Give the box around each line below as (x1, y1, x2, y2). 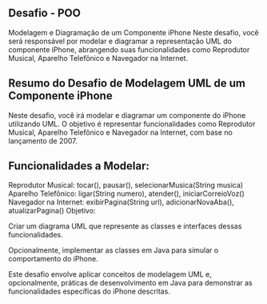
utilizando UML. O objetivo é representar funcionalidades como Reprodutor (8, 119, 256, 128)
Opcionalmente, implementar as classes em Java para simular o (8, 245, 219, 255)
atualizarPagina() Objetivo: (8, 206, 96, 216)
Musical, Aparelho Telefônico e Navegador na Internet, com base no (8, 128, 233, 137)
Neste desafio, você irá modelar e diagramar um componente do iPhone (8, 110, 246, 120)
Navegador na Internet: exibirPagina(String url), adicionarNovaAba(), (8, 197, 234, 207)
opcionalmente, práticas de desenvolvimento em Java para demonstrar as (8, 278, 253, 288)
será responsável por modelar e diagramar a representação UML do (8, 36, 232, 46)
